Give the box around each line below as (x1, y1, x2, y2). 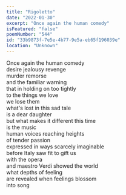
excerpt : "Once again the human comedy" (6, 20, 110, 26)
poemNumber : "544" (6, 31, 53, 38)
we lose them (6, 97, 40, 105)
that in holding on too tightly (6, 85, 77, 92)
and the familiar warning (6, 78, 67, 85)
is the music (6, 124, 36, 131)
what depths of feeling (6, 168, 62, 176)
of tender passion (6, 136, 50, 144)
